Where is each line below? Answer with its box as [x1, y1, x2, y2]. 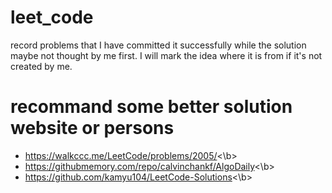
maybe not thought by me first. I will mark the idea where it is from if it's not [10, 49, 323, 61]
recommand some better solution [10, 96, 293, 118]
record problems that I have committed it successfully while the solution [10, 39, 307, 51]
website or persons [10, 117, 175, 140]
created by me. [10, 60, 73, 72]
